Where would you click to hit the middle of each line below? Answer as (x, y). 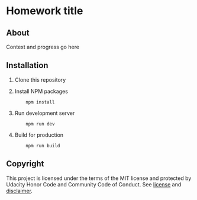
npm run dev (40, 124)
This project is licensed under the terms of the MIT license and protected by (99, 178)
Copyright (25, 164)
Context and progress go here (43, 47)
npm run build (43, 146)
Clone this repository (40, 80)
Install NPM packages (41, 91)
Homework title (45, 11)
